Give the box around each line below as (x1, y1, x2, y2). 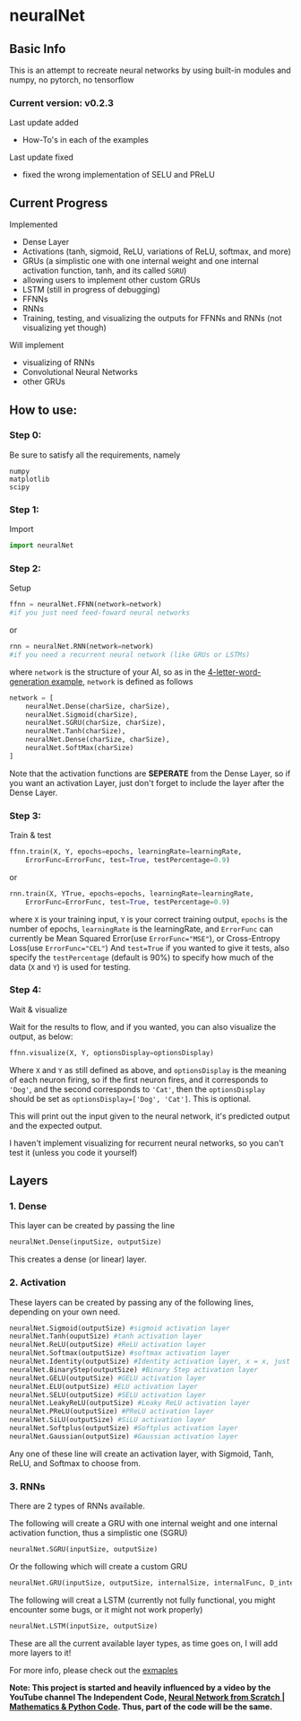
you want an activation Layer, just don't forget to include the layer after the (9, 777, 285, 788)
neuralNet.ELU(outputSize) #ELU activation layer (9, 1382, 199, 1391)
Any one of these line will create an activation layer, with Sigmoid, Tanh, (9, 1448, 274, 1459)
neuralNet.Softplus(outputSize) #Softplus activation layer (9, 1424, 239, 1433)
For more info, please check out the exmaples (9, 1664, 178, 1675)
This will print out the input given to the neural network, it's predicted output (9, 1110, 290, 1122)
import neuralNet (9, 541, 74, 550)
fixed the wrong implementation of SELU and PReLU (21, 170, 215, 180)
